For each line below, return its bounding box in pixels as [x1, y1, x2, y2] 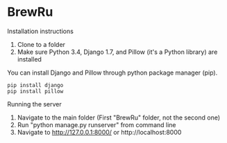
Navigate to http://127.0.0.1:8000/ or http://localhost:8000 [17, 128, 182, 136]
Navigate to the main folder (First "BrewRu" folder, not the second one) [17, 113, 221, 122]
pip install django [7, 82, 64, 88]
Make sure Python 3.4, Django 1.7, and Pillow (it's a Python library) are [17, 48, 218, 56]
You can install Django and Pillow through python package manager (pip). [7, 68, 218, 77]
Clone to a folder [17, 40, 66, 48]
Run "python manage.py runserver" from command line [17, 120, 176, 128]
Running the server [7, 99, 62, 108]
